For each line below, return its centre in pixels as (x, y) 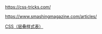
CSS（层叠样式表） (24, 26)
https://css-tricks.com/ (28, 7)
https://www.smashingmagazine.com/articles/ (51, 16)
